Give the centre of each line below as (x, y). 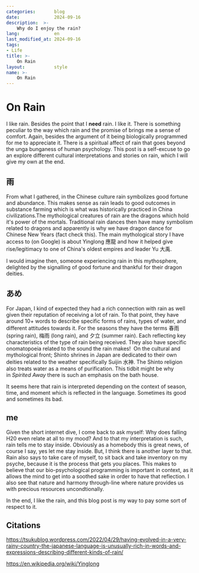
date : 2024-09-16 (44, 17)
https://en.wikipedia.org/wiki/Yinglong (53, 564)
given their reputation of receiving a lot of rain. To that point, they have (93, 314)
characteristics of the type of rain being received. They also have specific (97, 342)
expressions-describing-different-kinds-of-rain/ (65, 552)
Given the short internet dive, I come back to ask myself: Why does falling (97, 432)
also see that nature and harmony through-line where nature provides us (95, 483)
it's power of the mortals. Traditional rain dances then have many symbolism (99, 222)
